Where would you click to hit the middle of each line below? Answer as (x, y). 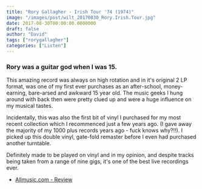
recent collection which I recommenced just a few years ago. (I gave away (99, 124)
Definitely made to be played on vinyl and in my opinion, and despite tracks (100, 155)
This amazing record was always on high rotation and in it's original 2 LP (97, 80)
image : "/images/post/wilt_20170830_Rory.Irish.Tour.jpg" (81, 18)
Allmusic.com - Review (44, 180)
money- (173, 87)
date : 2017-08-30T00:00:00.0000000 (51, 23)
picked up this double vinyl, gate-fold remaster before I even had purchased (101, 137)
